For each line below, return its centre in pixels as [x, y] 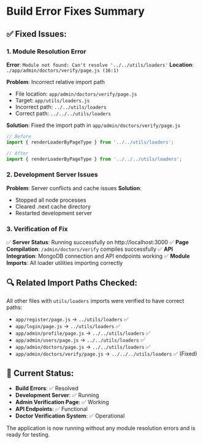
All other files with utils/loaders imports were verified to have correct [95, 300]
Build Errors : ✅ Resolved [47, 388]
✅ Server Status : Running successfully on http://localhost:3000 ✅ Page [98, 242]
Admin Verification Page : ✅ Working [62, 402]
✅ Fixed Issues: [37, 34]
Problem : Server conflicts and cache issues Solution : [74, 188]
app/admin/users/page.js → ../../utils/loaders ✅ [80, 340]
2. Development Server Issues [52, 175]
